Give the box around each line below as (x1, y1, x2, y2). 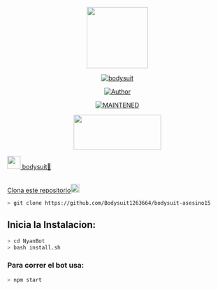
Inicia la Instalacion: (7, 219, 96, 231)
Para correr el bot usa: (7, 261, 85, 270)
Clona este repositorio (7, 186, 71, 194)
